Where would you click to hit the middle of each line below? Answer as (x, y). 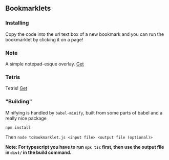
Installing (17, 23)
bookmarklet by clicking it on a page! (44, 39)
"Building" (19, 102)
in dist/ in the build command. (38, 152)
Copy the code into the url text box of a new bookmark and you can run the (85, 34)
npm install (18, 127)
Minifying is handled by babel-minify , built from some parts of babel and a (84, 112)
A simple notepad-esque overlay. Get (45, 64)
